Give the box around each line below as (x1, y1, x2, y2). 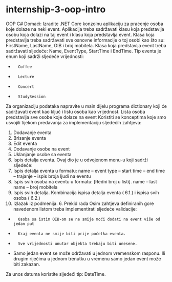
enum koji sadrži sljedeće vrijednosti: (6, 53, 84, 60)
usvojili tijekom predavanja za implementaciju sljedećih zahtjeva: (6, 119, 142, 125)
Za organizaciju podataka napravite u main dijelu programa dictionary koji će (6, 103, 167, 109)
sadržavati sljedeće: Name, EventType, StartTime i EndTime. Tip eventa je (6, 48, 162, 54)
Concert (18, 84, 35, 89)
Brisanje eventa (13, 135, 47, 141)
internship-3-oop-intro (6, 4, 106, 15)
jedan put (13, 221, 35, 227)
